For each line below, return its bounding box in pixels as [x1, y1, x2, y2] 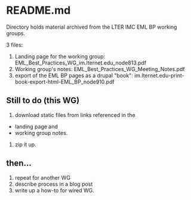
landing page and [14, 123, 58, 130]
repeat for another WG [14, 174, 70, 181]
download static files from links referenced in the [14, 111, 135, 118]
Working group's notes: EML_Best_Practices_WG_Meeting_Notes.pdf [14, 65, 185, 72]
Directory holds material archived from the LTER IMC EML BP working [6, 23, 177, 30]
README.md [6, 4, 71, 17]
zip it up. [14, 141, 37, 148]
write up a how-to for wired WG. [14, 186, 94, 194]
